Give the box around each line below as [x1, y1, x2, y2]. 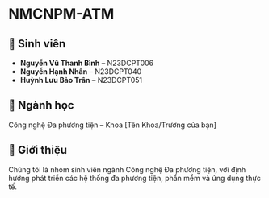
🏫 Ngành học [8, 98, 74, 113]
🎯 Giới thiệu [8, 143, 67, 157]
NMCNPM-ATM [8, 5, 115, 23]
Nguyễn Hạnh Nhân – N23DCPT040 [19, 67, 142, 76]
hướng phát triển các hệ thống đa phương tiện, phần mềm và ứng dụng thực [8, 173, 261, 183]
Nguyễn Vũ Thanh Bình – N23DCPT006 [19, 58, 154, 68]
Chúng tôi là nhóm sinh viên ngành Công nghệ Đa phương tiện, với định [8, 164, 246, 174]
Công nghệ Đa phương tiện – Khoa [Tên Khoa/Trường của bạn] [8, 120, 216, 130]
